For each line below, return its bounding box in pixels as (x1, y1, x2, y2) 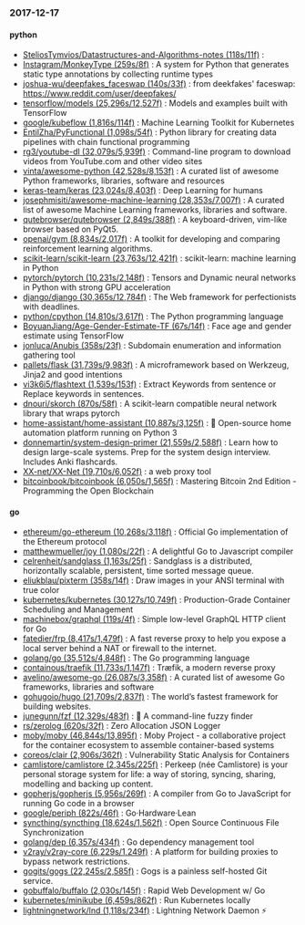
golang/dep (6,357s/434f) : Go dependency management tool (22, 837, 255, 847)
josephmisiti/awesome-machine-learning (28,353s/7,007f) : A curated (22, 194, 285, 206)
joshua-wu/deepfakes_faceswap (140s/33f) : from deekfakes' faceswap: (22, 78, 296, 89)
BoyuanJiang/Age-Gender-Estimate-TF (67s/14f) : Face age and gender (22, 321, 292, 332)
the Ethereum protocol (22, 536, 107, 547)
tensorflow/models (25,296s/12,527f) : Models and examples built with (22, 98, 289, 109)
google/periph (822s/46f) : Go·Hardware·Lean (22, 807, 197, 818)
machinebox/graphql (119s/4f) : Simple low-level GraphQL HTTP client (22, 614, 287, 625)
